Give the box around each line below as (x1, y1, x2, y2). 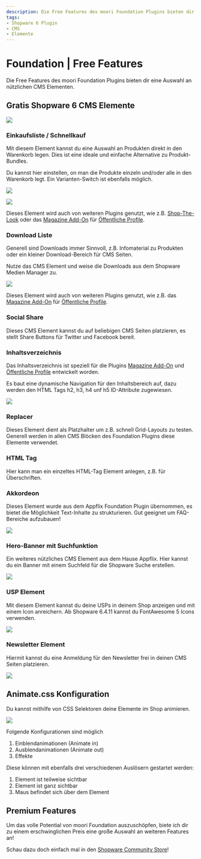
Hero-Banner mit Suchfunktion (6, 541, 98, 550)
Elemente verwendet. (6, 439, 59, 446)
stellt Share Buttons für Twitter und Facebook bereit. (6, 333, 136, 340)
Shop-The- (167, 209, 195, 217)
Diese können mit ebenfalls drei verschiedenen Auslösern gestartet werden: (6, 764, 194, 771)
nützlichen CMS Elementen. (6, 83, 75, 91)
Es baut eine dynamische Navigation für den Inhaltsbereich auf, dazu (6, 380, 177, 387)
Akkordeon (6, 489, 40, 497)
